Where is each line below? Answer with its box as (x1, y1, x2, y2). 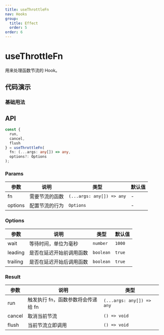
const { (5, 127, 21, 132)
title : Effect (9, 20, 38, 26)
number (92, 241, 108, 246)
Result (5, 273, 21, 280)
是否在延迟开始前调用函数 (29, 249, 88, 256)
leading (7, 249, 25, 256)
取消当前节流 (27, 313, 58, 319)
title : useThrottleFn (5, 7, 49, 12)
